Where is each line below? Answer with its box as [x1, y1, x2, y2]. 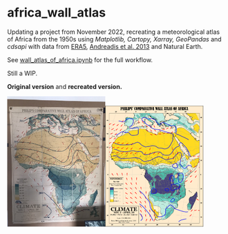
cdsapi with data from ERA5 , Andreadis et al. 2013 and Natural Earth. [7, 42, 203, 50]
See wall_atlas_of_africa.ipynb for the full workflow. [7, 55, 153, 64]
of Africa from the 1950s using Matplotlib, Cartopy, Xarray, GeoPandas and [7, 35, 222, 43]
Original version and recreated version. [7, 82, 122, 90]
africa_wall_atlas [7, 5, 106, 21]
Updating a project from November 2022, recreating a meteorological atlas [7, 28, 220, 36]
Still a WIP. [7, 69, 38, 77]
